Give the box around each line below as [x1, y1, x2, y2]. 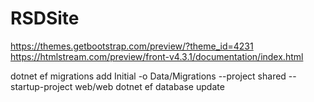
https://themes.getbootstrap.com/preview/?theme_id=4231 [10, 40, 254, 52]
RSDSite [10, 7, 80, 30]
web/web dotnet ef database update [74, 80, 225, 92]
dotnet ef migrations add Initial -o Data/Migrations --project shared [10, 70, 287, 82]
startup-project [10, 80, 73, 92]
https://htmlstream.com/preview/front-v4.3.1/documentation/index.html [10, 50, 304, 62]
